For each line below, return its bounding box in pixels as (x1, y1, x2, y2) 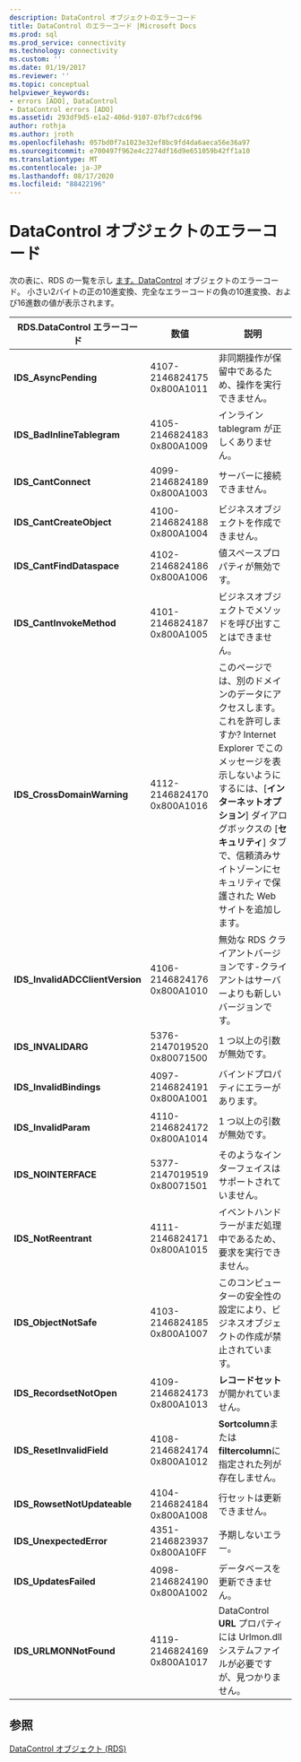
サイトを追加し (218, 903, 282, 916)
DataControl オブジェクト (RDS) (9, 1743, 127, 1754)
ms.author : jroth (9, 130, 74, 139)
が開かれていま (218, 1387, 281, 1400)
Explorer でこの (218, 742, 284, 754)
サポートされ (218, 1176, 272, 1188)
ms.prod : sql (9, 30, 58, 39)
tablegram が (218, 422, 273, 435)
